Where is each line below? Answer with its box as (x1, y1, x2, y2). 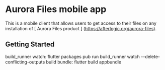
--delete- (140, 53, 160, 59)
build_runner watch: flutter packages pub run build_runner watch (5, 53, 140, 59)
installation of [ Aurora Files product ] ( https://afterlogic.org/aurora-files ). (5, 25, 157, 31)
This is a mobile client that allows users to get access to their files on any (5, 20, 157, 26)
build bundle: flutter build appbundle (46, 59, 122, 65)
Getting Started (5, 40, 55, 49)
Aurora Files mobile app (5, 4, 107, 15)
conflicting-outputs (5, 59, 45, 65)
